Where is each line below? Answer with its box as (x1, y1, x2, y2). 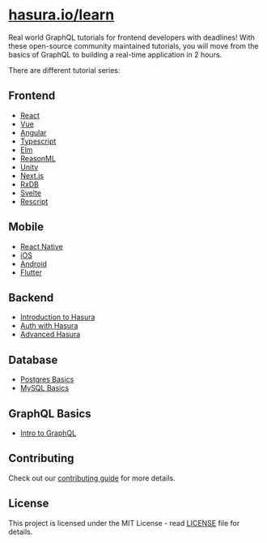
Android (19, 259, 47, 268)
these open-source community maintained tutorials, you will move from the (8, 41, 259, 50)
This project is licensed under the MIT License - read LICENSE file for (8, 518, 240, 528)
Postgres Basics (19, 374, 74, 384)
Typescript (19, 136, 57, 146)
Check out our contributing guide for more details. (8, 472, 176, 483)
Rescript (19, 196, 49, 206)
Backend (8, 290, 54, 305)
